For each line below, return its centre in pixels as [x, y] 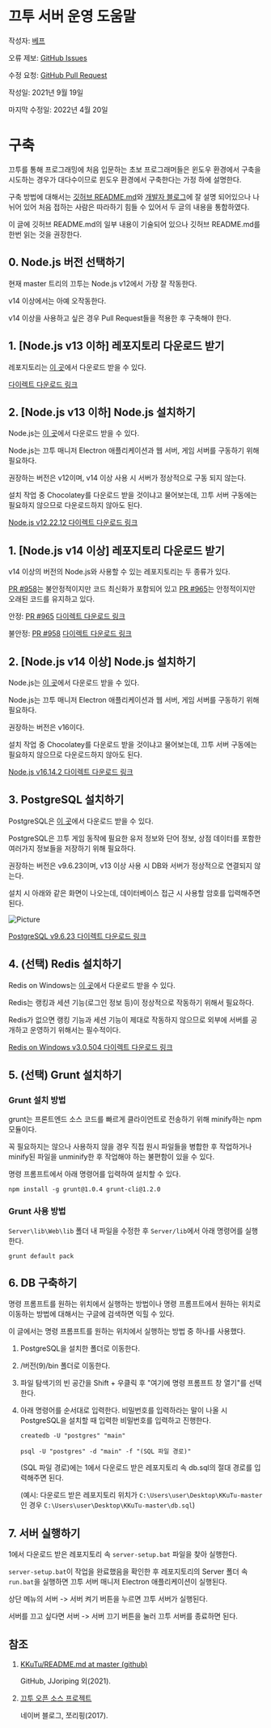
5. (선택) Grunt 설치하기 [65, 1075]
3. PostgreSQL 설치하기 [66, 800]
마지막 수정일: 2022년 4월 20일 [58, 110]
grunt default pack [41, 1256]
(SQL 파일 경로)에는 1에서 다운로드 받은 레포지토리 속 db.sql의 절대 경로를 [136, 1468]
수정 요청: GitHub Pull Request [58, 75]
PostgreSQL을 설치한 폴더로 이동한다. [80, 1348]
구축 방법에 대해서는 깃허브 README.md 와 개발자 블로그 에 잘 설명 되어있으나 [130, 196]
